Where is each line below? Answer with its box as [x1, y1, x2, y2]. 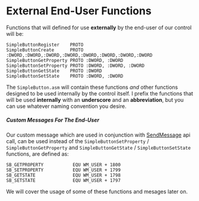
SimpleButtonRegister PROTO [6, 42, 84, 48]
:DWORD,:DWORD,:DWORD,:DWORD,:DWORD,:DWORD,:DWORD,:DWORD [6, 52, 153, 58]
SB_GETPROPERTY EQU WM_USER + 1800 [6, 162, 121, 168]
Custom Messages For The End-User [6, 116, 100, 123]
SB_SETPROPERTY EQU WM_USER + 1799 [6, 167, 121, 173]
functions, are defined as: [6, 150, 70, 157]
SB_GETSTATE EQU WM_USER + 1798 [6, 172, 121, 178]
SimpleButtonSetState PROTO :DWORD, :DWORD [6, 73, 124, 79]
